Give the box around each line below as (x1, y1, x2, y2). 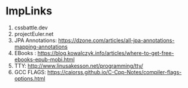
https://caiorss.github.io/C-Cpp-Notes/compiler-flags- (47, 68, 182, 75)
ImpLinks (5, 4, 52, 18)
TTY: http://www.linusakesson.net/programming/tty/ (14, 62, 144, 69)
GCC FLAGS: (14, 68, 46, 75)
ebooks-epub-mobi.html (14, 56, 75, 63)
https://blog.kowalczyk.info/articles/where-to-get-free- (37, 49, 174, 56)
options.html (14, 75, 46, 82)
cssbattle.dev (14, 24, 48, 31)
